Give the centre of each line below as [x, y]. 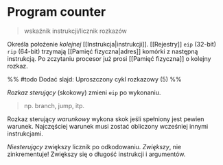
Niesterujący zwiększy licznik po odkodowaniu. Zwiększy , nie [94, 147]
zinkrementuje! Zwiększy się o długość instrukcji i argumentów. [96, 154]
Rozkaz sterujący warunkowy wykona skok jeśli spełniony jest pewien [106, 119]
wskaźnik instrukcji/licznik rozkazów [75, 31]
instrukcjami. [25, 134]
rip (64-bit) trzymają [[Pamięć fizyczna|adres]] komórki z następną [103, 51]
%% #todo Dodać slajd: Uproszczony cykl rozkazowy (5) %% [94, 79]
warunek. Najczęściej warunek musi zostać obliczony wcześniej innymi [108, 126]
